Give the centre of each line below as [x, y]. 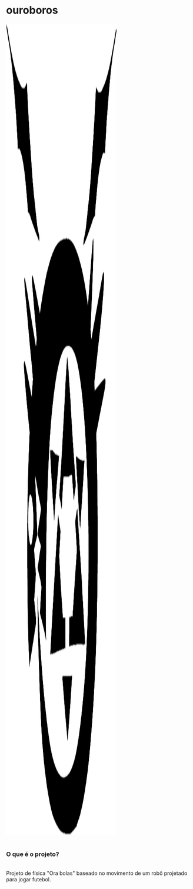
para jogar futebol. [29, 880]
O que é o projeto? [33, 854]
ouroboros [32, 10]
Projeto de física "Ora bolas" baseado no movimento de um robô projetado [97, 873]
